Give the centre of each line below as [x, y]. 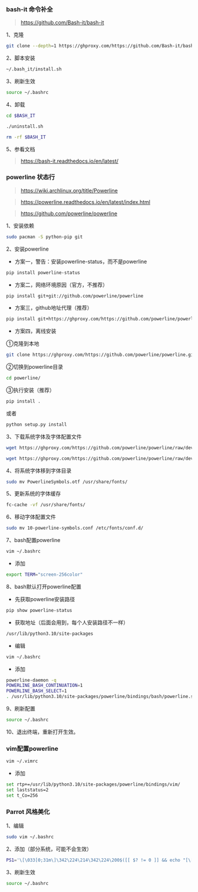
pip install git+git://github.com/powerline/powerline [75, 296]
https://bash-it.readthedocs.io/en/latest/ [70, 161]
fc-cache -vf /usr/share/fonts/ [46, 505]
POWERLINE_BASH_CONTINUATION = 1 [44, 686]
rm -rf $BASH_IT [26, 137]
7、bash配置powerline [33, 540]
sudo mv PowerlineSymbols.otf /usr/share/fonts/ [67, 482]
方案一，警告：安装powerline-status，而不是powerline [81, 261]
